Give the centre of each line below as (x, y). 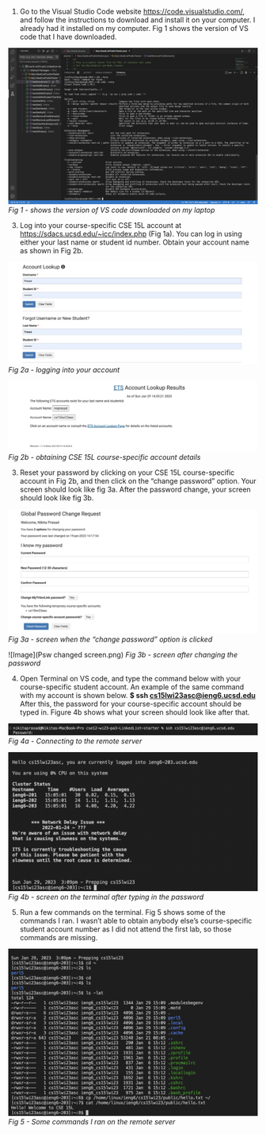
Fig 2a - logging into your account (64, 370)
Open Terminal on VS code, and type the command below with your (130, 678)
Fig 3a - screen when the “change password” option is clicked (110, 639)
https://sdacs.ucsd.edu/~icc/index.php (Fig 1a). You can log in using (131, 234)
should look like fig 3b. (57, 498)
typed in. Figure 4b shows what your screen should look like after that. (135, 712)
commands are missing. (59, 938)
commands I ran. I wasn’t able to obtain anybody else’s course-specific (136, 921)
